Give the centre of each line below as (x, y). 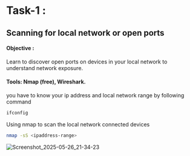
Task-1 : (26, 11)
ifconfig (17, 112)
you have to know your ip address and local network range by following (95, 95)
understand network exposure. (45, 68)
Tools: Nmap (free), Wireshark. (46, 82)
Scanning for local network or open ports (85, 33)
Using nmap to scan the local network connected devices (78, 124)
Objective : (20, 48)
